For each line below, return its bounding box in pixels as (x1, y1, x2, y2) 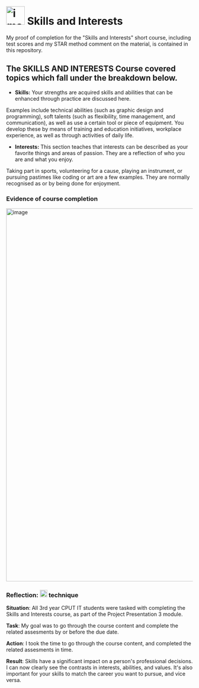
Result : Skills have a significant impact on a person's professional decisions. (6, 658, 193, 665)
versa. (6, 677, 22, 684)
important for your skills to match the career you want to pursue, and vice (6, 670, 185, 677)
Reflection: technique (6, 591, 79, 599)
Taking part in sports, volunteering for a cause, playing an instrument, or (6, 167, 182, 174)
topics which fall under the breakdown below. (6, 73, 178, 83)
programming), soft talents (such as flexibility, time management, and (6, 112, 176, 120)
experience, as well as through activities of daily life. (6, 131, 134, 139)
